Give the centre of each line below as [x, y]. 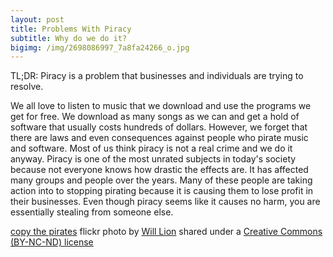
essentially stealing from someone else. [92, 212]
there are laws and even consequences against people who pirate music [159, 138]
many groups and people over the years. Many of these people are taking [161, 180]
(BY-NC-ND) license [52, 242]
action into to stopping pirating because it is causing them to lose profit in [162, 191]
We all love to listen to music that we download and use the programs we [161, 106]
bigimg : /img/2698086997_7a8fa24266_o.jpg [100, 47]
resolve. [27, 87]
